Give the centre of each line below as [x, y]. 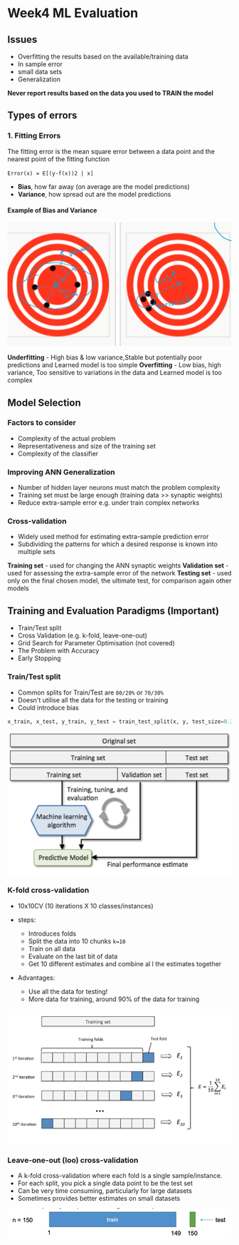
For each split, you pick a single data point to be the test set [105, 1183]
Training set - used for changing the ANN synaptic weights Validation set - [118, 565]
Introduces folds [52, 933]
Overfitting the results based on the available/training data [103, 56]
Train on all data [52, 948]
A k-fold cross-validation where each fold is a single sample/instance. [120, 1175]
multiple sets [36, 552]
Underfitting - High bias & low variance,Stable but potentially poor [105, 357]
